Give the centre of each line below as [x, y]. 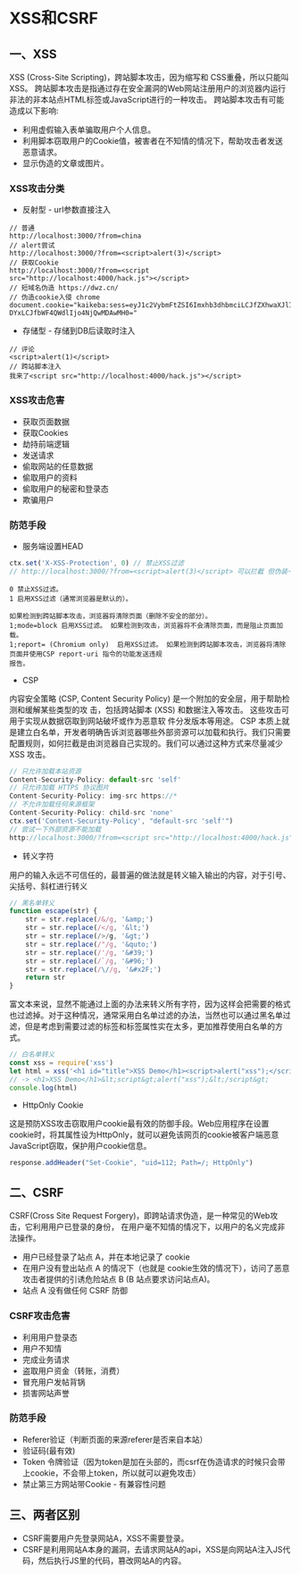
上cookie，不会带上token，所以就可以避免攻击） [111, 1473]
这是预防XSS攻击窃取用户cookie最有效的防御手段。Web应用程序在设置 [139, 1123]
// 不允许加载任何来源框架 [52, 805]
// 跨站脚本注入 [35, 367]
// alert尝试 [32, 246]
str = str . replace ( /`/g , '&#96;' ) [89, 961]
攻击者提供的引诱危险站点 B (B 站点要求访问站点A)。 [118, 1279]
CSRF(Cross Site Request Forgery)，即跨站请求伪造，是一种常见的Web [140, 1216]
